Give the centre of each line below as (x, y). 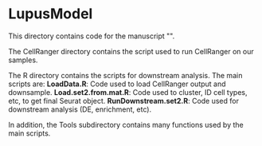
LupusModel (51, 14)
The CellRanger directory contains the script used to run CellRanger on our (131, 51)
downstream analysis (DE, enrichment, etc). (80, 109)
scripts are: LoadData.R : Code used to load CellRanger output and (117, 84)
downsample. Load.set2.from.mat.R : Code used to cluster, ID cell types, (128, 92)
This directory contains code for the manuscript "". (92, 36)
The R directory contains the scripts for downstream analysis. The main (125, 75)
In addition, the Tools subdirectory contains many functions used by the (126, 124)
